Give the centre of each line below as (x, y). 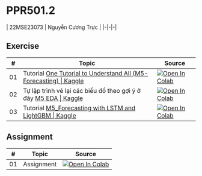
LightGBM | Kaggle (50, 115)
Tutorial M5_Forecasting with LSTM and (79, 108)
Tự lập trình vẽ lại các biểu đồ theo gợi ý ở (82, 90)
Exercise (23, 46)
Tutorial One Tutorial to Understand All (77, 73)
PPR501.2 (31, 11)
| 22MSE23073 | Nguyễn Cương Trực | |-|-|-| (62, 27)
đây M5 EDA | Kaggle (53, 98)
